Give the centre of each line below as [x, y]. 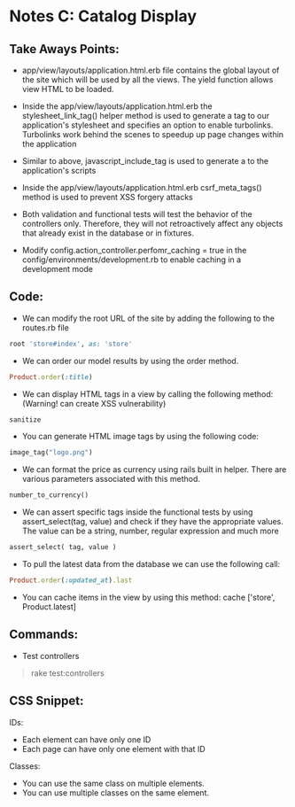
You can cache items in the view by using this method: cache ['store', [148, 597]
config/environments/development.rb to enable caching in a [132, 260]
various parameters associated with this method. [111, 479]
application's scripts [59, 171]
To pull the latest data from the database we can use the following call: [151, 564]
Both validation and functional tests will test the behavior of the [137, 214]
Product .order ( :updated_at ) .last [71, 581]
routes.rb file [45, 327]
